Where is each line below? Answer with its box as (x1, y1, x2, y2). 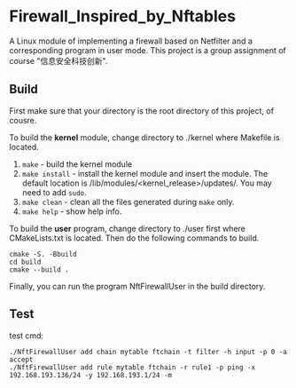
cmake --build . (9, 265, 69, 274)
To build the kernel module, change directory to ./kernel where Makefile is (9, 131, 281, 143)
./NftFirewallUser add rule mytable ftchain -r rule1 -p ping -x (9, 362, 255, 372)
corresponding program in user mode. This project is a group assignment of (9, 44, 286, 55)
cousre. (9, 115, 37, 125)
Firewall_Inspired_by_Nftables (9, 6, 237, 27)
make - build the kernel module (21, 158, 133, 170)
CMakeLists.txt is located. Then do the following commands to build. (9, 233, 260, 243)
